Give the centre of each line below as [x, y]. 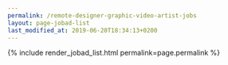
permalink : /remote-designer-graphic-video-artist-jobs [102, 15]
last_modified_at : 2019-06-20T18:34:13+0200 [83, 30]
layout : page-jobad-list [49, 23]
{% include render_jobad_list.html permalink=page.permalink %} [114, 53]
